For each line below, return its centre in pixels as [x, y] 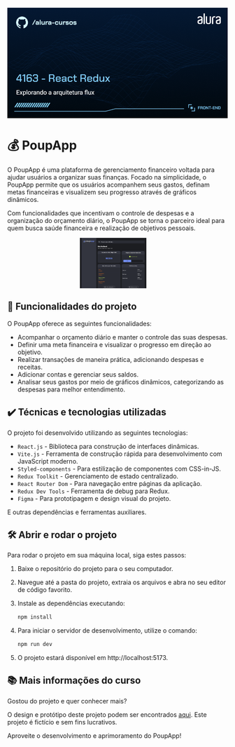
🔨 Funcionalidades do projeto [72, 307]
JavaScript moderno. [48, 461]
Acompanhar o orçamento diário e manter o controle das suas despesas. [122, 337]
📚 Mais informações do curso [74, 681]
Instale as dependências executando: [71, 603]
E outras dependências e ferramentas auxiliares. [77, 512]
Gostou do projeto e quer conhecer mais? [67, 701]
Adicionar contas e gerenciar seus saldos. [78, 374]
